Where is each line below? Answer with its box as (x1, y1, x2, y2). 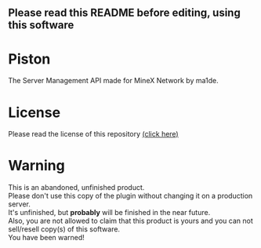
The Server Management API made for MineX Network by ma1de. (8, 76, 219, 86)
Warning (8, 157, 65, 175)
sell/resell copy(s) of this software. (8, 224, 120, 234)
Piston (8, 50, 51, 67)
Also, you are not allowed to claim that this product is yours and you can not (8, 216, 253, 226)
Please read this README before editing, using (8, 6, 241, 20)
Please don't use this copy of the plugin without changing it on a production (8, 191, 253, 201)
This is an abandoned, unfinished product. (8, 183, 145, 192)
